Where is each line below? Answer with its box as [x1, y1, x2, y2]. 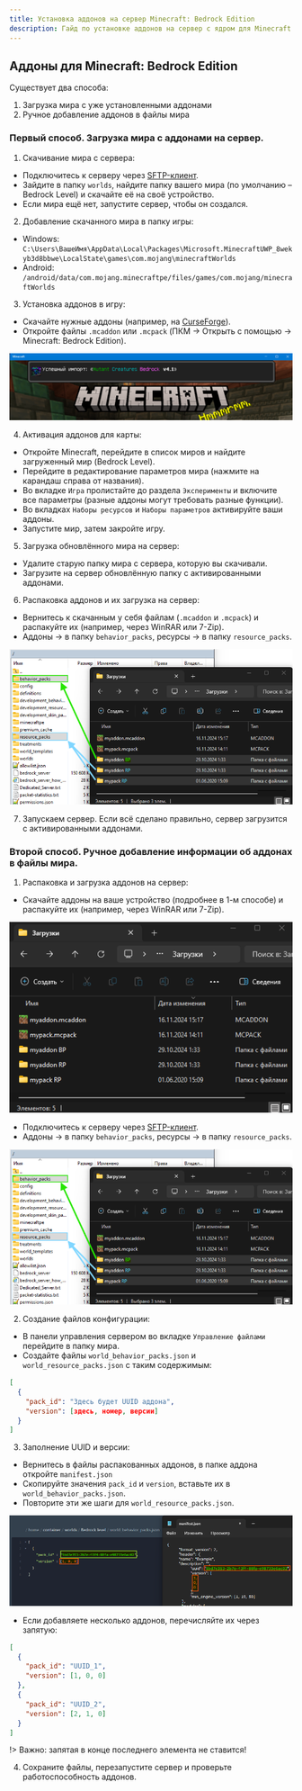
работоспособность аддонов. [22, 1771, 138, 1782]
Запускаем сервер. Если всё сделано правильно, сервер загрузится [22, 813, 288, 823]
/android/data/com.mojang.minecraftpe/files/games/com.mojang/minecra [22, 273, 293, 283]
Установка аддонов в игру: [22, 298, 126, 310]
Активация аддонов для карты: [22, 429, 142, 440]
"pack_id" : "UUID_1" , [25, 1661, 106, 1671]
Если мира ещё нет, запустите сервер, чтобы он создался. [22, 198, 249, 209]
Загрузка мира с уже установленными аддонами [22, 100, 213, 111]
